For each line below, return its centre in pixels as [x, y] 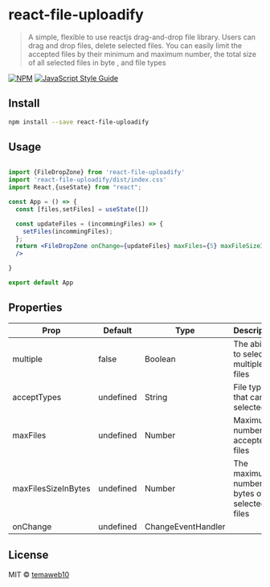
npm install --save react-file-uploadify [79, 122]
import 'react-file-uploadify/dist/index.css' [88, 180]
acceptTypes [37, 397]
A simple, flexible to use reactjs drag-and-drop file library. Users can [141, 37]
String [156, 397]
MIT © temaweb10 [39, 574]
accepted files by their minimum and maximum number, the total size [142, 54]
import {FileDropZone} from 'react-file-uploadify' [96, 173]
